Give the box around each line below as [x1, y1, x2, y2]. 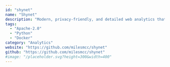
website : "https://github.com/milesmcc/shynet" [5, 45, 108, 50]
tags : [5, 21, 17, 27]
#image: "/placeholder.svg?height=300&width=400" [5, 54, 112, 59]
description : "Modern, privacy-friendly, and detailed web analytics [5, 17, 155, 22]
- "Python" [10, 31, 33, 36]
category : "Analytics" [5, 40, 53, 45]
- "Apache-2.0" [10, 26, 42, 31]
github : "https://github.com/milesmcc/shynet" [5, 49, 105, 54]
